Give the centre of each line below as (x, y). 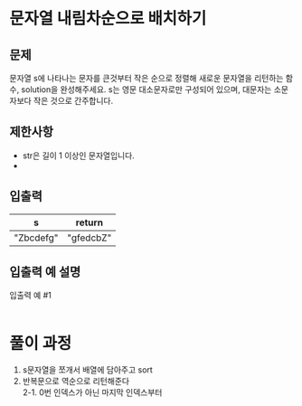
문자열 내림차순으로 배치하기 (108, 19)
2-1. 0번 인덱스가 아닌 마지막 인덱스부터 (92, 392)
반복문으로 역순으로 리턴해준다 (75, 382)
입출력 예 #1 (30, 296)
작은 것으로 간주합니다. (73, 101)
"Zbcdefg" (36, 238)
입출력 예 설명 (45, 272)
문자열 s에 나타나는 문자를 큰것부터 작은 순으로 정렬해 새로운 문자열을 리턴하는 (146, 78)
